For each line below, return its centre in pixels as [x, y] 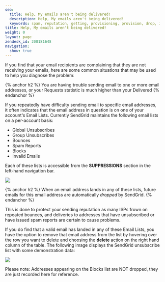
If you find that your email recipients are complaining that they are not [76, 65]
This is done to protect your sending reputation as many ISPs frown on [77, 209]
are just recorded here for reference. [42, 274]
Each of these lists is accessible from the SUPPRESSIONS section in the [78, 166]
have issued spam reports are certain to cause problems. [63, 220]
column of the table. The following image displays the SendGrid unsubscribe [82, 245]
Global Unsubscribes [33, 130]
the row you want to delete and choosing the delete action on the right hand [82, 240]
